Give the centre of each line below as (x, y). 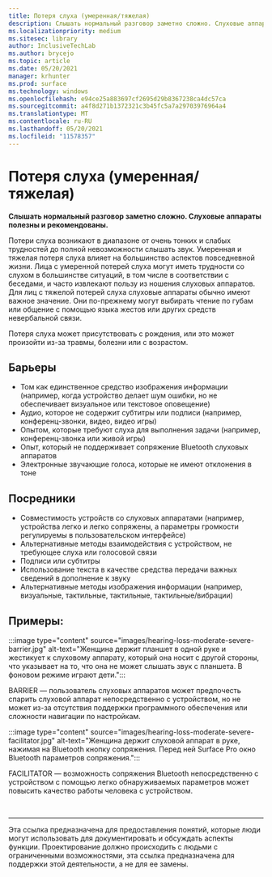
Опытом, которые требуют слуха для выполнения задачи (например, (140, 430)
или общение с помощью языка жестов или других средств (112, 309)
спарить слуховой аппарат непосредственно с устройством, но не (125, 699)
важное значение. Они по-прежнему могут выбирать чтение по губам (131, 300)
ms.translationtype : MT (49, 114)
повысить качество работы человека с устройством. (100, 791)
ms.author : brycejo (41, 53)
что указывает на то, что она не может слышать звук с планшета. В (125, 666)
